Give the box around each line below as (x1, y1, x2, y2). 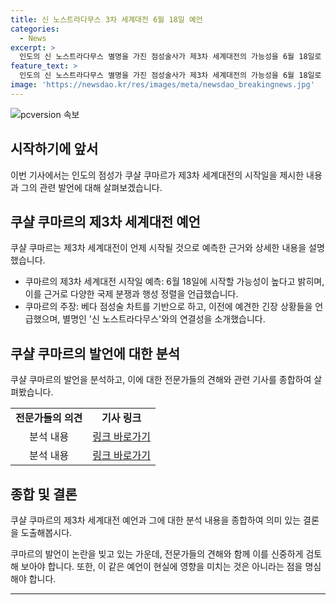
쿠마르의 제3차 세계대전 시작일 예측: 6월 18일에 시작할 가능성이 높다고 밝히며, (24, 276, 325, 288)
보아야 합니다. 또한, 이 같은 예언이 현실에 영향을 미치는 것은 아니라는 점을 (20, 561, 303, 572)
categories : (10, 24, 60, 34)
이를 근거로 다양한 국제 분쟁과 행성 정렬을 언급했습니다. (24, 288, 239, 300)
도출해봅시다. (20, 527, 73, 538)
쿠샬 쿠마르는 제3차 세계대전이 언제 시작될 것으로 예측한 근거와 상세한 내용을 (10, 242, 307, 254)
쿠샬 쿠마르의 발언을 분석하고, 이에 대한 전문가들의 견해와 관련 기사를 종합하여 (10, 374, 312, 386)
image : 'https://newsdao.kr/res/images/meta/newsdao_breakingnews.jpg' (10, 80, 315, 90)
